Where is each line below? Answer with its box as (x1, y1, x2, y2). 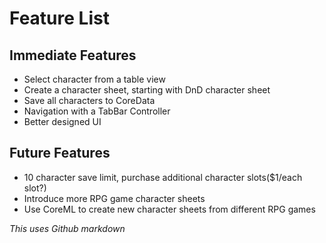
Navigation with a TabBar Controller (23, 105, 171, 117)
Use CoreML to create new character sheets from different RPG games (23, 203, 316, 215)
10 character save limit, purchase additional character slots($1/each (23, 171, 303, 183)
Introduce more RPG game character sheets (23, 192, 206, 204)
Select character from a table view (23, 73, 166, 85)
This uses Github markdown (9, 222, 126, 234)
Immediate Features (9, 47, 137, 64)
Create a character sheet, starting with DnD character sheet (23, 84, 271, 96)
